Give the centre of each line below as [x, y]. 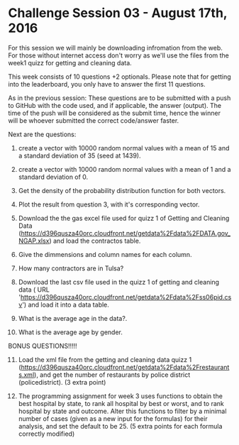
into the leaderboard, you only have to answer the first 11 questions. [107, 84]
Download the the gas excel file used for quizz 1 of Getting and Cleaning [124, 218]
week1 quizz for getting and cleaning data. [70, 62]
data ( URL [34, 290]
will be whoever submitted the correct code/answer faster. [94, 120]
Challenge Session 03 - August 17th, [118, 13]
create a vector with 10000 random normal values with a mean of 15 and [124, 148]
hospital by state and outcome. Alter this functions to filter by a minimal [122, 411]
